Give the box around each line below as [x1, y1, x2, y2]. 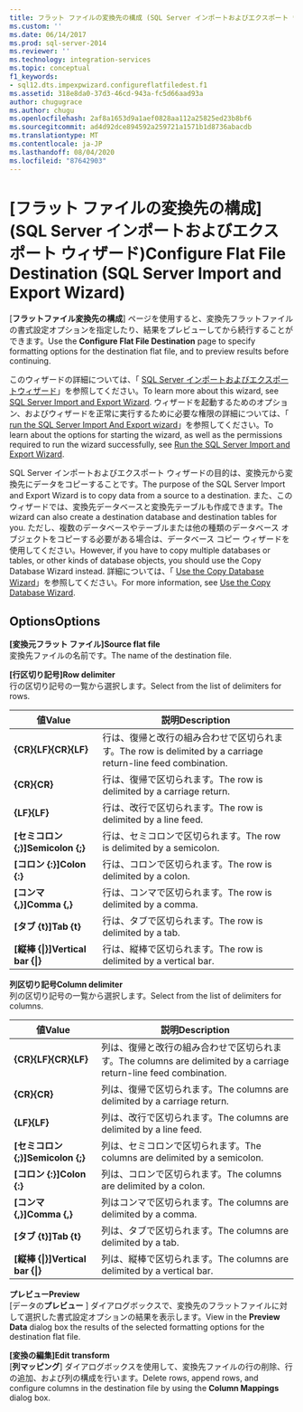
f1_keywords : [9, 72, 59, 81]
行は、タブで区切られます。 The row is [102, 914, 263, 927]
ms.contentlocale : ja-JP [9, 139, 103, 148]
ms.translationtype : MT [9, 131, 99, 140]
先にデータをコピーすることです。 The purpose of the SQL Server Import [16, 479, 286, 489]
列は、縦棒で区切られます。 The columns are [100, 1253, 289, 1265]
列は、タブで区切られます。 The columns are [100, 1225, 289, 1237]
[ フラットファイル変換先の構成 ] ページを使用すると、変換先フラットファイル [9, 313, 294, 324]
